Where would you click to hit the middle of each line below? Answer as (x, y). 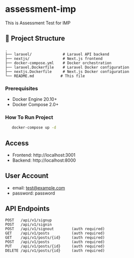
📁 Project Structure (35, 38)
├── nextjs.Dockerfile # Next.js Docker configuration (67, 71)
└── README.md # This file (45, 76)
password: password (34, 193)
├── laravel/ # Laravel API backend (57, 54)
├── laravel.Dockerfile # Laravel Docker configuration (67, 67)
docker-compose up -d (34, 128)
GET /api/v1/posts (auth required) (55, 233)
